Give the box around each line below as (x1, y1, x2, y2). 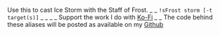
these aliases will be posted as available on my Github (7, 21, 164, 28)
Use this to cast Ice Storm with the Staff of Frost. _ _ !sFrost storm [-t (7, 6, 213, 14)
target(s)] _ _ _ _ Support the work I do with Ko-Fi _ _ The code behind (7, 13, 213, 21)
